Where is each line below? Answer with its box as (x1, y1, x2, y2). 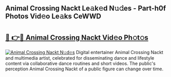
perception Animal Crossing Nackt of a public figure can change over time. (5, 66, 163, 72)
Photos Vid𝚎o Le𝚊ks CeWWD (5, 12, 102, 21)
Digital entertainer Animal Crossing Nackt (76, 49, 163, 55)
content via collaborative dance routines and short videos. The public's (5, 61, 156, 66)
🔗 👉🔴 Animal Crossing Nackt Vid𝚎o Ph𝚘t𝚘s (5, 33, 148, 42)
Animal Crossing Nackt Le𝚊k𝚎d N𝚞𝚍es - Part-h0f (5, 4, 166, 13)
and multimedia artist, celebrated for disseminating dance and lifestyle (5, 55, 155, 61)
